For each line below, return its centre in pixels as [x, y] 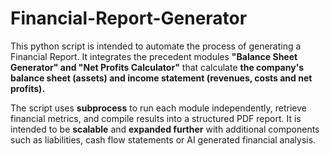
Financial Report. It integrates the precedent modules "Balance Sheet [154, 56]
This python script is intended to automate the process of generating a [156, 46]
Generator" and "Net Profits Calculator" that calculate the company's [157, 67]
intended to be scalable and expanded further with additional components [165, 129]
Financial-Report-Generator [129, 18]
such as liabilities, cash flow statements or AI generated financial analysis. [163, 139]
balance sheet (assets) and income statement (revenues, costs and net [161, 78]
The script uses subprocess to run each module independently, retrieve [159, 108]
